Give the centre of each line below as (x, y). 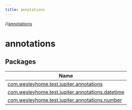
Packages (20, 62)
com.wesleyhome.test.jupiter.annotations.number (65, 100)
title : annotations (25, 10)
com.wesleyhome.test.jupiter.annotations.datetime (66, 92)
